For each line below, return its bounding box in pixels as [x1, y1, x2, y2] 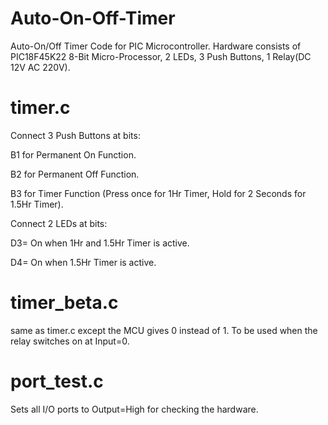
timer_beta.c [10, 292, 119, 314]
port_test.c [10, 370, 104, 392]
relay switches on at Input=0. [10, 335, 130, 347]
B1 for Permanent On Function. [10, 148, 137, 161]
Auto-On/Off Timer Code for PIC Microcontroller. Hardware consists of [10, 40, 302, 52]
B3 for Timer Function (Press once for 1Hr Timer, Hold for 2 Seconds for [10, 187, 307, 199]
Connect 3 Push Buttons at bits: [10, 129, 141, 141]
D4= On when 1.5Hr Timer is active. [10, 256, 157, 268]
